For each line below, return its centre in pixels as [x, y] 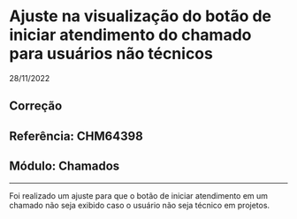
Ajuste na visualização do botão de [141, 16]
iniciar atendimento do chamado [130, 35]
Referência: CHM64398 [76, 136]
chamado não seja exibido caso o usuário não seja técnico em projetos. [140, 205]
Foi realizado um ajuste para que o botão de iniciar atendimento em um [138, 195]
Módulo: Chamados [65, 166]
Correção [36, 106]
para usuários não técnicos [111, 54]
